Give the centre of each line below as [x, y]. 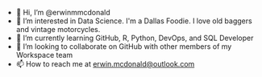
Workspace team [44, 55]
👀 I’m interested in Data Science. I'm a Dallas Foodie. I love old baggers [134, 21]
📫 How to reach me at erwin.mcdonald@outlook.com [105, 64]
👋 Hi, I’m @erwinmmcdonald [63, 12]
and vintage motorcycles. [58, 29]
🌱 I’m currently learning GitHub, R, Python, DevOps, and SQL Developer [135, 38]
